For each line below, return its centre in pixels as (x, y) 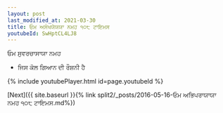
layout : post (26, 14)
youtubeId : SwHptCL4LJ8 (42, 33)
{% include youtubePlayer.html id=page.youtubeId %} (85, 81)
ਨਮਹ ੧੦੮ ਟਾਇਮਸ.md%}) (42, 103)
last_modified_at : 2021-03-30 (52, 20)
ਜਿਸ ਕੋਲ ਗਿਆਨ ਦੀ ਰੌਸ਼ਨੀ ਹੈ (51, 67)
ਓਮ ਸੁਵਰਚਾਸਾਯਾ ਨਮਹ (34, 53)
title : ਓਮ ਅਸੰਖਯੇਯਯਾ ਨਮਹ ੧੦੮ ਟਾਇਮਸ (59, 27)
